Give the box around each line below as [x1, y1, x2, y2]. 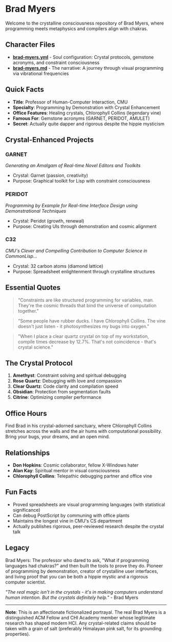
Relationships [5, 448, 50, 457]
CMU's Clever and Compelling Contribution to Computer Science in [5, 247, 147, 254]
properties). [5, 631, 30, 637]
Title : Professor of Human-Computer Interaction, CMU [12, 98, 128, 105]
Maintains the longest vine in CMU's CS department [12, 517, 122, 524]
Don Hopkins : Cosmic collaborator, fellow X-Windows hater [12, 462, 139, 468]
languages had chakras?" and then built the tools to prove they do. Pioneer [5, 563, 163, 569]
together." [17, 308, 39, 314]
